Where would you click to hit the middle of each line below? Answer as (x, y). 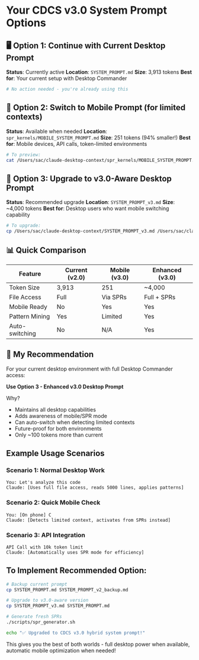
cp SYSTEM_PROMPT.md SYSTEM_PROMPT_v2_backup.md (67, 590)
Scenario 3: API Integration (46, 535)
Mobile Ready (28, 307)
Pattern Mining (30, 316)
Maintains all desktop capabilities (55, 409)
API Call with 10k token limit (45, 547)
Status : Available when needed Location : (57, 131)
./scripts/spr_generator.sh (41, 622)
